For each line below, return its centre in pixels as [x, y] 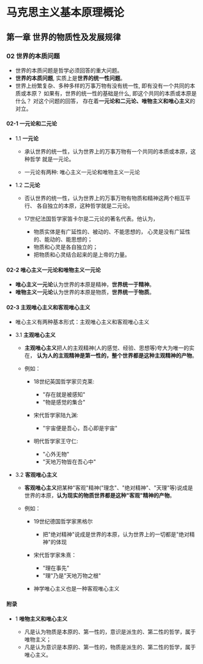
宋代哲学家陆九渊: [56, 415]
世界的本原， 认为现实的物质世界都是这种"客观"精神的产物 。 [100, 495]
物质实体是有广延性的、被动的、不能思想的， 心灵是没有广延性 [112, 232]
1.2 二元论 [28, 185]
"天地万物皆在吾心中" [69, 462]
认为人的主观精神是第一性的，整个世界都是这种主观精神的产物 [114, 356]
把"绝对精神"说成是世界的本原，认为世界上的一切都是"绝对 [116, 534]
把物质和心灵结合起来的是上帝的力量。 [82, 255]
